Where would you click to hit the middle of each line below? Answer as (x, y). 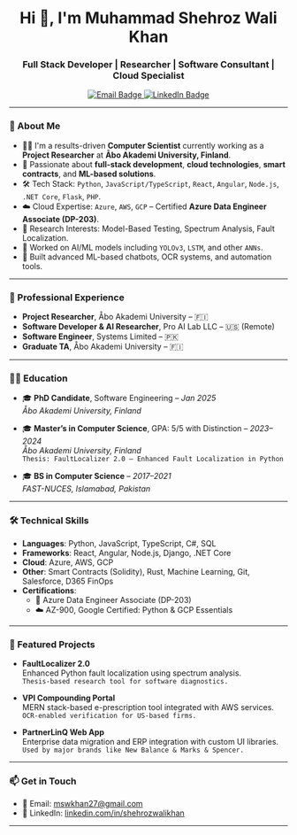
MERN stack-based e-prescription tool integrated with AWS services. (148, 707)
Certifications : (49, 590)
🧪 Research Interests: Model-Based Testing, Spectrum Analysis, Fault (148, 228)
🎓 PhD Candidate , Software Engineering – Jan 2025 (119, 398)
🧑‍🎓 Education (38, 378)
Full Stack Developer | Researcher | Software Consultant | (148, 65)
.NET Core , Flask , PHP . (61, 196)
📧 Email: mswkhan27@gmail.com (82, 804)
